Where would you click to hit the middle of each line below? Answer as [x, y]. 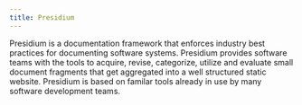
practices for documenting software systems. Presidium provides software [148, 52]
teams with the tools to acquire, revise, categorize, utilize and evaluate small [151, 62]
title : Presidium [42, 17]
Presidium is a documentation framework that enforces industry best [137, 43]
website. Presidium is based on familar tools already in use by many [136, 81]
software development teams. [65, 91]
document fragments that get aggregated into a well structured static [138, 72]
